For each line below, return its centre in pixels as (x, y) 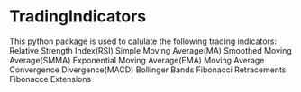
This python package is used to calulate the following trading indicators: (143, 41)
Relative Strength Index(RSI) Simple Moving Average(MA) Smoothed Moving (151, 50)
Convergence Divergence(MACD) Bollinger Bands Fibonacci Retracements (148, 70)
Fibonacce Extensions (50, 79)
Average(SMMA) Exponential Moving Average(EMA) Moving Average (137, 60)
